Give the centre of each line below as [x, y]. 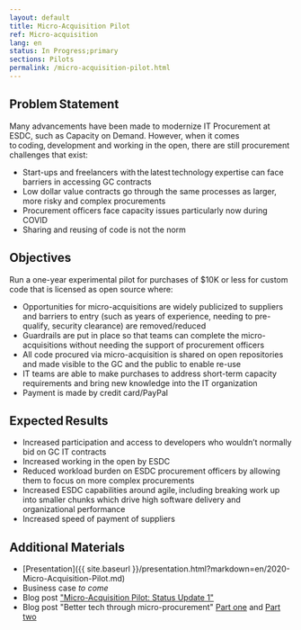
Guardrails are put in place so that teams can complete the [131, 335]
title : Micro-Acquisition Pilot [70, 26]
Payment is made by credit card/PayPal [95, 392]
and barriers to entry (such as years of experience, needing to [137, 316]
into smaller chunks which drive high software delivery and [131, 499]
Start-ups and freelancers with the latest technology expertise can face [153, 172]
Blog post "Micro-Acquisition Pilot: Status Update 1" [118, 598]
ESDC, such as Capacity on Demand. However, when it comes [124, 135]
